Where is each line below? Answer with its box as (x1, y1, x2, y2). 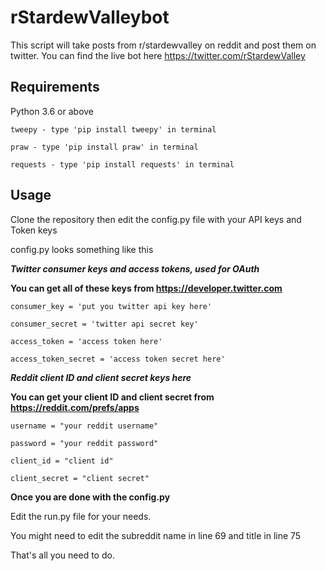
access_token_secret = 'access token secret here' (10, 354, 226, 364)
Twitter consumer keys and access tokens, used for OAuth (10, 262, 260, 275)
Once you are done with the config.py (10, 491, 171, 503)
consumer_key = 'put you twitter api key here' (10, 301, 213, 311)
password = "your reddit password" (10, 438, 159, 448)
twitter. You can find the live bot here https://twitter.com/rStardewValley (10, 49, 306, 61)
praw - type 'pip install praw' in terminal (10, 142, 199, 152)
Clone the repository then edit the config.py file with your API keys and (10, 213, 302, 225)
